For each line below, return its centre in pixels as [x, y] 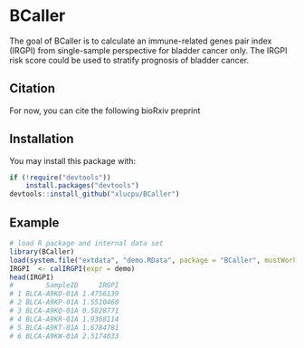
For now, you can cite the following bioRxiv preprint [105, 111]
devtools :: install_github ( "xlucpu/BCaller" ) [95, 194]
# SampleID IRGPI [64, 285]
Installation [42, 139]
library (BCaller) [42, 251]
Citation [33, 88]
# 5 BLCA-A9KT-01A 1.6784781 [64, 327]
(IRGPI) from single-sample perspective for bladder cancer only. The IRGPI [148, 50]
